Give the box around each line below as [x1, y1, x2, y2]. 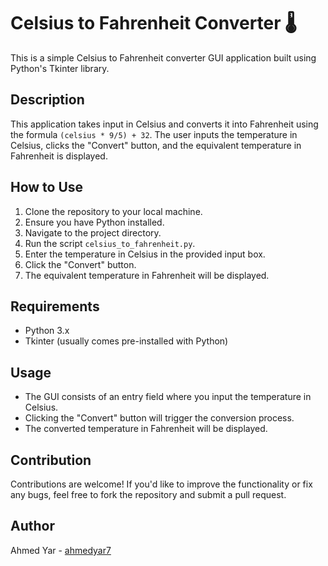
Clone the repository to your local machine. [24, 205, 203, 217]
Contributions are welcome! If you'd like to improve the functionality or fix [10, 478, 313, 490]
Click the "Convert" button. [24, 258, 137, 270]
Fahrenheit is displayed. [10, 150, 108, 162]
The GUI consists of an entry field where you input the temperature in [24, 391, 312, 403]
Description [10, 91, 85, 109]
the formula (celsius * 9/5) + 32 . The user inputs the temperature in [10, 128, 298, 140]
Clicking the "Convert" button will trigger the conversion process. [24, 412, 295, 424]
